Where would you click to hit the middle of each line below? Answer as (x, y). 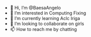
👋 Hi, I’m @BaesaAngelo (35, 8)
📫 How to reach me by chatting (43, 29)
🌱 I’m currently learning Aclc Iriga (45, 18)
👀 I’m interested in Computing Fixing (48, 13)
